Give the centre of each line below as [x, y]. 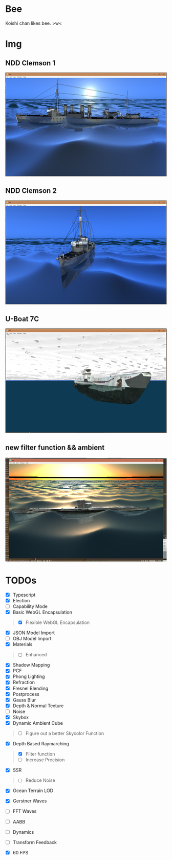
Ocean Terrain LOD [33, 791]
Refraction [24, 683]
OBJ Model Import [32, 639]
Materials [23, 644]
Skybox [21, 717]
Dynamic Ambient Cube [38, 723]
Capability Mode [30, 606]
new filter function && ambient [55, 447]
